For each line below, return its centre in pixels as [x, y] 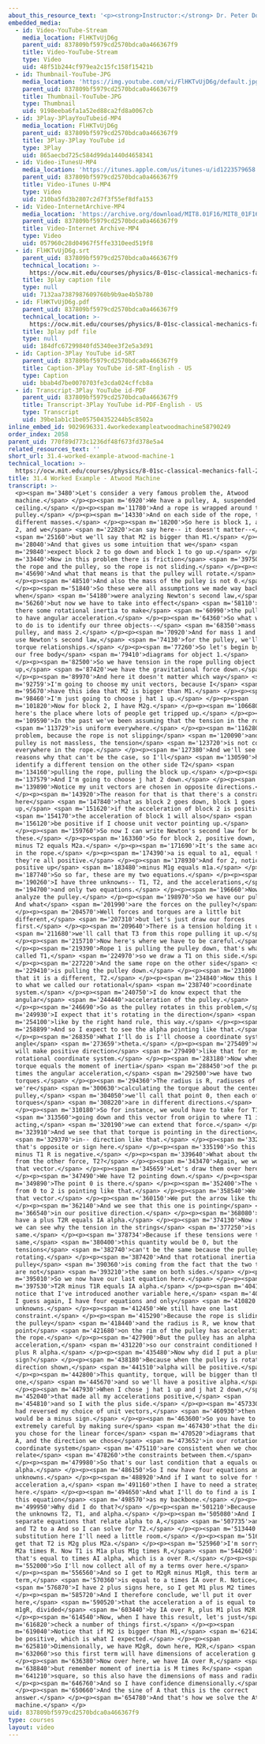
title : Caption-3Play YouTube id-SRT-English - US [107, 368]
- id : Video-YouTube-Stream [62, 30]
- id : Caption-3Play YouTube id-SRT [75, 354]
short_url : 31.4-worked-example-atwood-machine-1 [91, 456]
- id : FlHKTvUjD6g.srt [52, 250]
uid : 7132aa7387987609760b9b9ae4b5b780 [88, 295]
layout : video [32, 1727]
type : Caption [45, 375]
